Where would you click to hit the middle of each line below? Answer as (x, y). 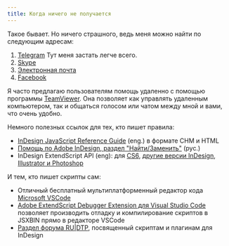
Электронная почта (47, 70)
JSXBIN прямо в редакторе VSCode (71, 220)
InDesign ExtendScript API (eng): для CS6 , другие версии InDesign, (116, 155)
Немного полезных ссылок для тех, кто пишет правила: (91, 127)
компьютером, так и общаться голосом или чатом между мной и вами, (115, 105)
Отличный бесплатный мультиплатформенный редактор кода (110, 190)
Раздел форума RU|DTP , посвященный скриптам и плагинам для (115, 227)
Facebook (32, 77)
